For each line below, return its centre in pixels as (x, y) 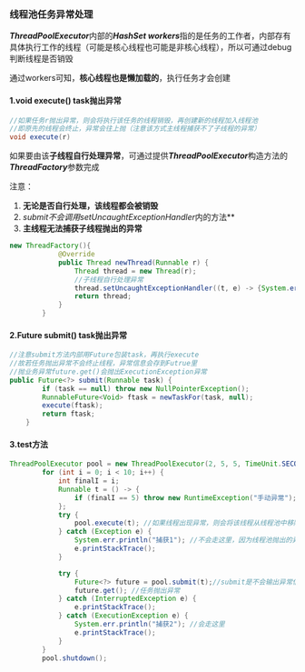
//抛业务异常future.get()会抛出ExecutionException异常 (108, 371)
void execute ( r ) (40, 137)
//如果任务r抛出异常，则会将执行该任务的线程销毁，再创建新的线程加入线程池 (134, 120)
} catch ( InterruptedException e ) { (127, 599)
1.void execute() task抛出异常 (66, 100)
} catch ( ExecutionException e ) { (123, 616)
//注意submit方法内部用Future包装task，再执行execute (104, 355)
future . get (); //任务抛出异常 (127, 590)
